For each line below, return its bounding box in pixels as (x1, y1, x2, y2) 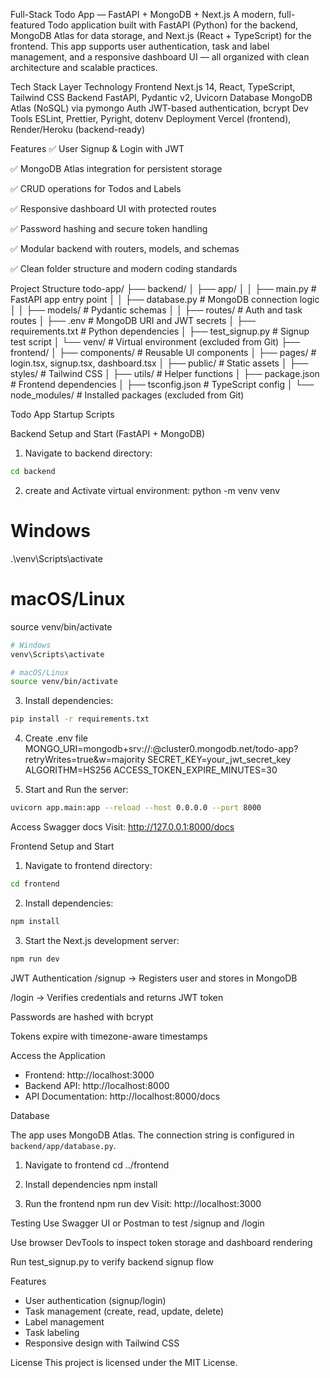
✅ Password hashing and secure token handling (10, 223, 208, 234)
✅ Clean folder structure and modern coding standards (10, 263, 238, 274)
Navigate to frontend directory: (24, 860, 153, 871)
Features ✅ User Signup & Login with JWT (10, 143, 185, 154)
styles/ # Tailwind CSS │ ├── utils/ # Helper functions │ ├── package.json (10, 368, 320, 379)
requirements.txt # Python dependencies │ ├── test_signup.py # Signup (10, 325, 310, 337)
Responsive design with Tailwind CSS (24, 1337, 180, 1349)
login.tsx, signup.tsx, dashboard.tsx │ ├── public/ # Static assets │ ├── (10, 357, 309, 369)
